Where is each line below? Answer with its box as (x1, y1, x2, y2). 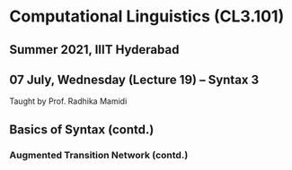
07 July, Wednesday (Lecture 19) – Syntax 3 (9, 72, 260, 87)
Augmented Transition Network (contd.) (9, 149, 189, 161)
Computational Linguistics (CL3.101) (9, 6, 285, 27)
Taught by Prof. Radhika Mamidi (9, 96, 128, 106)
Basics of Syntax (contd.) (9, 122, 155, 137)
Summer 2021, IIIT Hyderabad (9, 42, 180, 57)
